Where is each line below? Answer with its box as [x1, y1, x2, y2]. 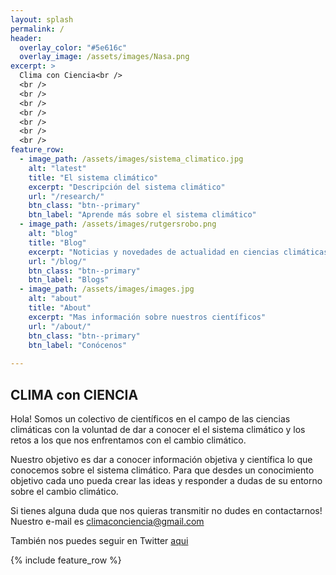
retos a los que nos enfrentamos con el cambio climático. [10, 434, 247, 446]
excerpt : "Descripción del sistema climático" [28, 182, 226, 192]
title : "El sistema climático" [28, 172, 159, 183]
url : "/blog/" [28, 256, 87, 266]
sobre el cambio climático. [10, 485, 119, 497]
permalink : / [10, 24, 65, 34]
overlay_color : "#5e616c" [19, 42, 128, 53]
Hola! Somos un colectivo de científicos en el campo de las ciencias [10, 412, 291, 425]
